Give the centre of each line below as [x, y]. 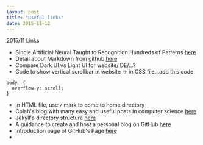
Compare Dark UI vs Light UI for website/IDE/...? [75, 65]
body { [16, 83]
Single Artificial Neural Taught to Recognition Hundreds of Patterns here [105, 52]
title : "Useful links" [35, 18]
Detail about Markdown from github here [66, 59]
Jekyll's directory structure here [55, 118]
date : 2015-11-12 [28, 23]
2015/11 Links [23, 41]
